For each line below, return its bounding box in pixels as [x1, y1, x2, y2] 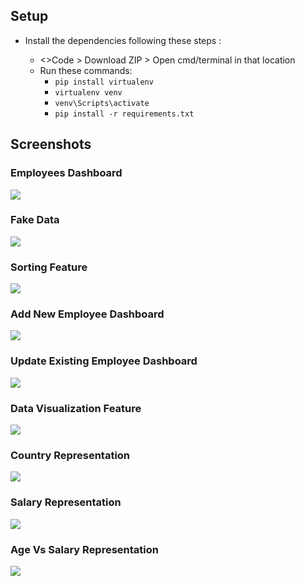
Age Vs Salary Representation [10, 542, 159, 556]
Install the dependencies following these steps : [24, 34, 222, 46]
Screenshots [10, 136, 92, 153]
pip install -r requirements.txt [54, 109, 195, 119]
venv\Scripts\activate [54, 98, 150, 108]
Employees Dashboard [10, 166, 123, 180]
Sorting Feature [10, 260, 88, 274]
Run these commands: [39, 64, 133, 76]
